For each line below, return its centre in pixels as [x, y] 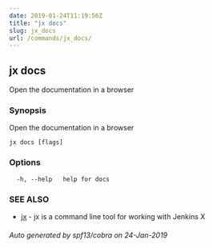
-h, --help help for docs [63, 179]
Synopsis [28, 110]
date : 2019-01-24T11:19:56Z [56, 16]
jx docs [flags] [36, 142]
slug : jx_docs [33, 30]
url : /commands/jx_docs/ [50, 38]
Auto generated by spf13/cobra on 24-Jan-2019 [88, 235]
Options [25, 162]
